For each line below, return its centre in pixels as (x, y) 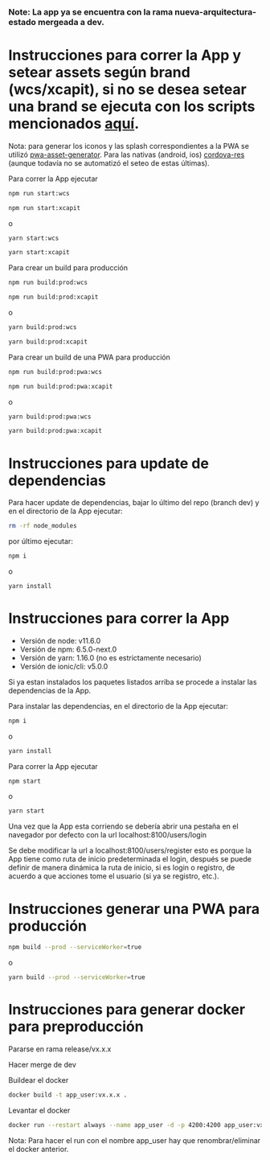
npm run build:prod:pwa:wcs (55, 372)
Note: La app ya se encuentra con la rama (91, 12)
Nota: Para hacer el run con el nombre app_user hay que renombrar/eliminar (135, 1140)
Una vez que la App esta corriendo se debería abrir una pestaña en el (123, 826)
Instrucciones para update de (108, 463)
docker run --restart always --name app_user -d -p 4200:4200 (115, 1125)
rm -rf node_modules (43, 526)
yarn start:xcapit (39, 253)
